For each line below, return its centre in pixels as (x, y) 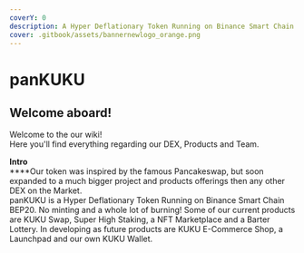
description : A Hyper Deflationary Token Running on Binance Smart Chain (152, 26)
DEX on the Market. (46, 190)
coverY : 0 (28, 18)
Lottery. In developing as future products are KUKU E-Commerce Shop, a (147, 229)
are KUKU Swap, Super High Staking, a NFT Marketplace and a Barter (140, 219)
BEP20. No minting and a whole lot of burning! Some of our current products (152, 210)
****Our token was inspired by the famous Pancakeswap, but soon (137, 171)
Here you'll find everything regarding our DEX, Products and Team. (134, 144)
